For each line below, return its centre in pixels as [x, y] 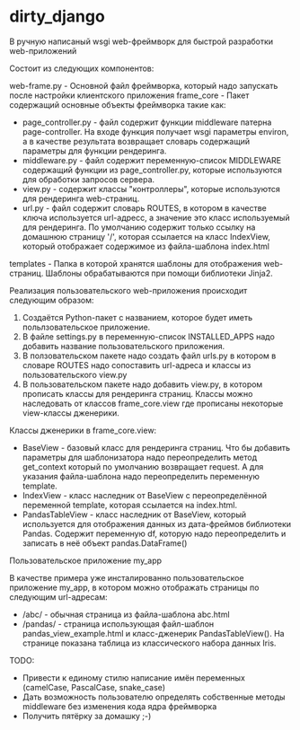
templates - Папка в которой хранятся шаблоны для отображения [136, 263]
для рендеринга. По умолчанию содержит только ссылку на [139, 227]
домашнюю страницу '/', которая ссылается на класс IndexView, [146, 236]
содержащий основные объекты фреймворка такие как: [118, 104]
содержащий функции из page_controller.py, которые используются [152, 170]
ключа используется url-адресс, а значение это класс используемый [156, 217]
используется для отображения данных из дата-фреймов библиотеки [157, 523]
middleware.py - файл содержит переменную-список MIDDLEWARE [151, 160]
